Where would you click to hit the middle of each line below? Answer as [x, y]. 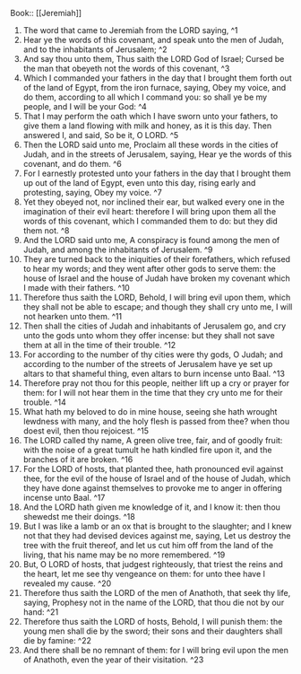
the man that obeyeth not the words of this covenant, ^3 [126, 68]
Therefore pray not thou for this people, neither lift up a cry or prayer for [156, 383]
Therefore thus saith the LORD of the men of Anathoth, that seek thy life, [157, 593]
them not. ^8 [46, 231]
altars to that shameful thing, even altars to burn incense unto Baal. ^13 [154, 373]
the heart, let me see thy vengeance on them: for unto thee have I [144, 574]
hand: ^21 [41, 612]
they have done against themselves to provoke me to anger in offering [152, 488]
